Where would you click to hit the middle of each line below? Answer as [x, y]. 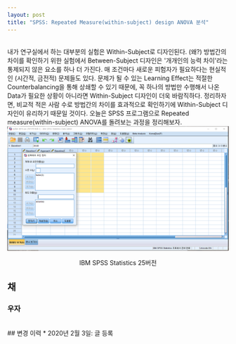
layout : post [26, 15]
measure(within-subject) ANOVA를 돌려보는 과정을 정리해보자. [95, 122]
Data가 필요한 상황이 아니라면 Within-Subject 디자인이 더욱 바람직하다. [105, 96]
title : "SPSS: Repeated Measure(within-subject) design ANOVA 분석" [108, 22]
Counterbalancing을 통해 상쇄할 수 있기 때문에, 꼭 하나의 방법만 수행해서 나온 [113, 87]
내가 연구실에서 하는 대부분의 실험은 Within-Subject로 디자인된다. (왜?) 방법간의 [117, 51]
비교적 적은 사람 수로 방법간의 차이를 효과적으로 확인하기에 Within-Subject [119, 104]
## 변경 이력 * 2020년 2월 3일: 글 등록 [60, 333]
